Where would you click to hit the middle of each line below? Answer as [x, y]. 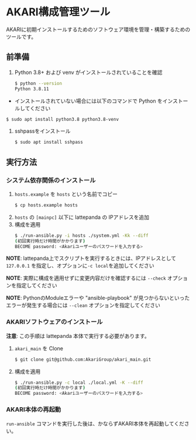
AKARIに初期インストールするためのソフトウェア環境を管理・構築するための [98, 29]
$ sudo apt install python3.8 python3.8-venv [62, 119]
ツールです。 [21, 36]
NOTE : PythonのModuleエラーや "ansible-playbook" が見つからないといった [98, 298]
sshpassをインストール [42, 131]
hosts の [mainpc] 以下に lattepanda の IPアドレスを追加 [82, 217]
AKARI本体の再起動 [34, 409]
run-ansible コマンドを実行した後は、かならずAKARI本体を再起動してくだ [95, 424]
